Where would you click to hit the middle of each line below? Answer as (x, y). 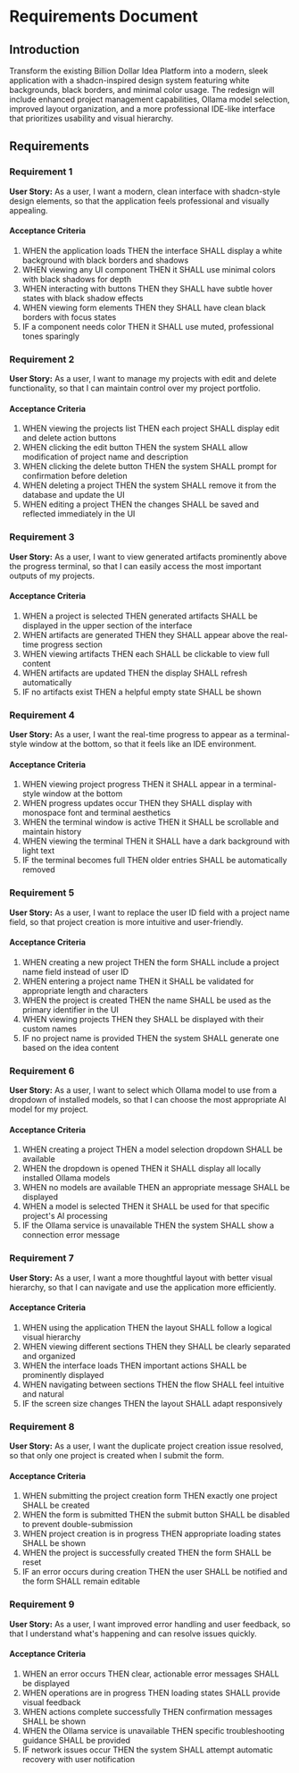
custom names (50, 1029)
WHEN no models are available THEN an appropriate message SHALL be (156, 1188)
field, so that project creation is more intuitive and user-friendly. (126, 921)
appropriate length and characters (85, 990)
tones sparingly (51, 336)
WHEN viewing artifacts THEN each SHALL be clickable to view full (145, 653)
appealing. (29, 210)
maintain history (52, 832)
